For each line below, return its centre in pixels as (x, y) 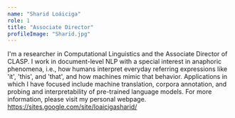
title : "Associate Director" (51, 27)
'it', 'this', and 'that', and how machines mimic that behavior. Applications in (117, 77)
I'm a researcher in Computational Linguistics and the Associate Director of (117, 54)
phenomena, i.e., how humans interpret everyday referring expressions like (117, 69)
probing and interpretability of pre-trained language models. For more (110, 92)
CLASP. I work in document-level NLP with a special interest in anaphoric (115, 62)
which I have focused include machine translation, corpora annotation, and (117, 84)
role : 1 (19, 21)
